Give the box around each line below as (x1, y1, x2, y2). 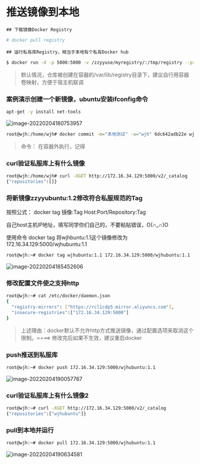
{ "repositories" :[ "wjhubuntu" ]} (6, 410, 86, 417)
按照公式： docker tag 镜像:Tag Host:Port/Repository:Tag (6, 208, 146, 216)
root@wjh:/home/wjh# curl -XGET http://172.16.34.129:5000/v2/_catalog (6, 173, 187, 179)
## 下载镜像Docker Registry (6, 26, 73, 33)
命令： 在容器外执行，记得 (20, 143, 85, 150)
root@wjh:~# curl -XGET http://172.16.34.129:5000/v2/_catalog (6, 405, 167, 411)
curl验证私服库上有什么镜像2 (6, 391, 89, 400)
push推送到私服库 (6, 351, 58, 359)
